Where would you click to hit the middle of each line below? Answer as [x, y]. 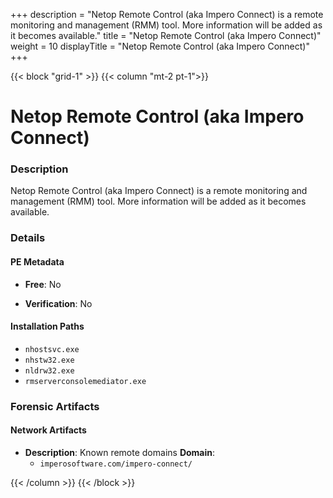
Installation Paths [47, 326]
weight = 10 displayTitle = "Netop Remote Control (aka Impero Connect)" [160, 46]
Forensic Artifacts [55, 406]
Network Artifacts [48, 430]
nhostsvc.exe [52, 349]
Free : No [43, 284]
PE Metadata [37, 262]
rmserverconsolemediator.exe [85, 381]
